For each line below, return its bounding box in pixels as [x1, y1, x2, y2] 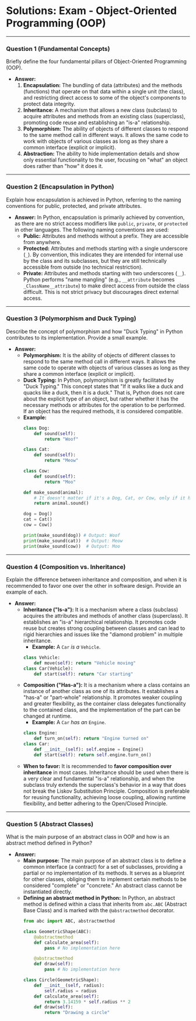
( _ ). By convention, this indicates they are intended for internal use [23, 251, 183, 258]
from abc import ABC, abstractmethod [23, 918, 116, 924]
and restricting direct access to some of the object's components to [23, 94, 187, 101]
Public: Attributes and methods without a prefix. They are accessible [23, 232, 188, 239]
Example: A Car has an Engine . [32, 719, 106, 726]
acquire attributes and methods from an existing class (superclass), [23, 113, 185, 120]
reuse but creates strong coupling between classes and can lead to [23, 625, 185, 632]
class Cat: [23, 447, 50, 453]
